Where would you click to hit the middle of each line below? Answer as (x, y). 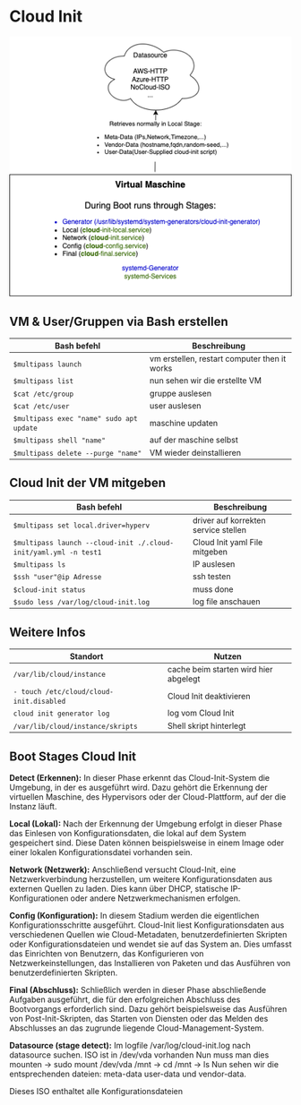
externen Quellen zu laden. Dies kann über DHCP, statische (119, 888)
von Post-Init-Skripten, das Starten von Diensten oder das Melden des (139, 1018)
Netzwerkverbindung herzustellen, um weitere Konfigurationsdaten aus (141, 878)
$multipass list (43, 381)
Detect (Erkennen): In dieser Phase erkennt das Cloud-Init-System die (140, 777)
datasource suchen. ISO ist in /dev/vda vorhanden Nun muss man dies (139, 1055)
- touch (27, 692)
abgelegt (184, 679)
